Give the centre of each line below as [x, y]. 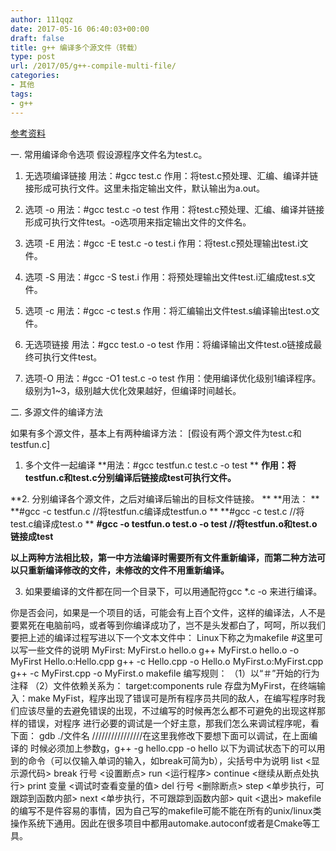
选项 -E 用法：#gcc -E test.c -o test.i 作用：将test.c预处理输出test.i [162, 243]
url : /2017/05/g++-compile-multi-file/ [93, 66]
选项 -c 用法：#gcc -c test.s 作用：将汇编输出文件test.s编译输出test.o [168, 310]
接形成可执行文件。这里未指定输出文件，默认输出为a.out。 [144, 188]
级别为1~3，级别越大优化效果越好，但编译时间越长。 [133, 390]
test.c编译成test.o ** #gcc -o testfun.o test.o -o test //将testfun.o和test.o [164, 523]
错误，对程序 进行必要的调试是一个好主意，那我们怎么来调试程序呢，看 [173, 723]
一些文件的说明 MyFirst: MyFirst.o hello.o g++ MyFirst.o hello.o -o [163, 650]
